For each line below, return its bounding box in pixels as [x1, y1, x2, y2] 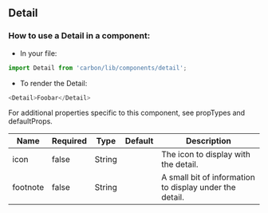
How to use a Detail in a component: [8, 30, 151, 41]
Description [186, 136, 231, 147]
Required [51, 136, 88, 147]
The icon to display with [160, 149, 251, 160]
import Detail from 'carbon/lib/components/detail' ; [8, 64, 187, 72]
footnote [12, 182, 45, 193]
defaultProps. [8, 116, 53, 126]
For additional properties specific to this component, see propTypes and [8, 108, 246, 118]
